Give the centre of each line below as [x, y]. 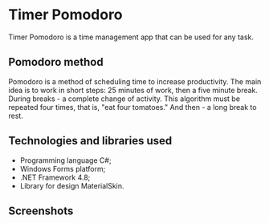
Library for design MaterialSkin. [72, 185]
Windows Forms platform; [63, 168]
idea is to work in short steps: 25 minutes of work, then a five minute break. [133, 90]
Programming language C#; [65, 160]
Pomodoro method [56, 62]
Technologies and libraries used [90, 141]
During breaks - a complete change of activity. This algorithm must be [124, 99]
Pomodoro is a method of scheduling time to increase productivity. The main [135, 81]
